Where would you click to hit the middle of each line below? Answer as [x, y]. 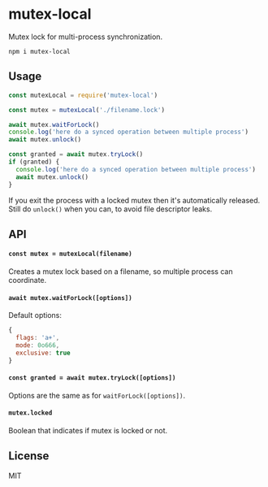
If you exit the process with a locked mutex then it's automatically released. [134, 200]
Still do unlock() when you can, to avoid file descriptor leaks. [110, 209]
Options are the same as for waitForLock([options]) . [97, 395]
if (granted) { [34, 162]
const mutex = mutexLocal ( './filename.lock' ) [86, 110]
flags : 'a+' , [38, 338]
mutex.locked [30, 413]
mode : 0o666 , [38, 346]
